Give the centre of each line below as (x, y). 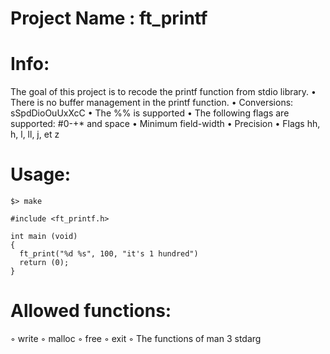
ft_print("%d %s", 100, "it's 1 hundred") (109, 254)
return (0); (44, 263)
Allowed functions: (91, 311)
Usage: (41, 174)
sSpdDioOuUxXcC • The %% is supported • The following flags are (150, 113)
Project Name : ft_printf (109, 18)
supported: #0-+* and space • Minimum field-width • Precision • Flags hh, (165, 124)
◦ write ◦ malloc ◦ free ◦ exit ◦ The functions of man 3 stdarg (136, 338)
